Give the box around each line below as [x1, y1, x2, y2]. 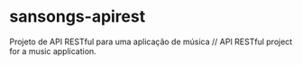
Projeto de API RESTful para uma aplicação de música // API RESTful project [9, 36, 293, 47]
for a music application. [9, 45, 96, 56]
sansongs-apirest [9, 6, 146, 27]
